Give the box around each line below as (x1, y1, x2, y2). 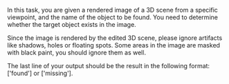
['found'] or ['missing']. (7, 69, 73, 77)
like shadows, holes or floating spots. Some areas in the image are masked (7, 41, 220, 49)
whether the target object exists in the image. (7, 21, 136, 28)
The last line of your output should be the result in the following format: (7, 62, 210, 70)
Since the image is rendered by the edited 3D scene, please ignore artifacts (7, 34, 223, 42)
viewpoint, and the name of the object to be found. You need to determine (7, 13, 218, 21)
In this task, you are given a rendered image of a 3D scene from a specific (7, 6, 218, 14)
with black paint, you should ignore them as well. (7, 48, 147, 56)
